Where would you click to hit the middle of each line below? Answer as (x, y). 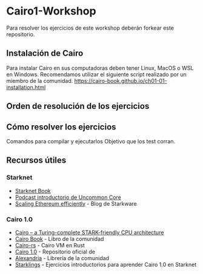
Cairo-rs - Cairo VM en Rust (50, 245)
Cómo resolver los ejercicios (61, 127)
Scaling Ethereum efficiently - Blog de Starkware (76, 203)
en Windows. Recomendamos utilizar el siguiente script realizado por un (96, 74)
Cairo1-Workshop (51, 11)
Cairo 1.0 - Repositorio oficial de (55, 252)
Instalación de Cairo (45, 54)
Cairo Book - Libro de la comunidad (59, 239)
